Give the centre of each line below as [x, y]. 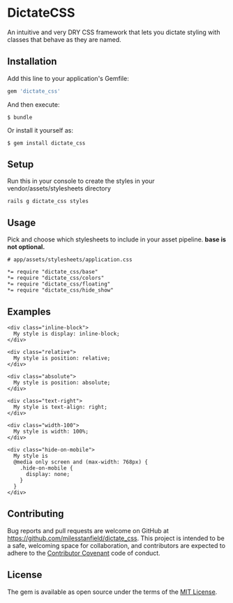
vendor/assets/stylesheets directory [59, 188]
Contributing [36, 514]
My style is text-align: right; [61, 407]
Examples [29, 312]
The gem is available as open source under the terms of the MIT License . [112, 592]
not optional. [26, 247]
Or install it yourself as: [40, 130]
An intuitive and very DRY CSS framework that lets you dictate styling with [114, 32]
